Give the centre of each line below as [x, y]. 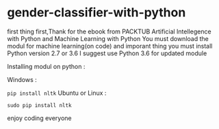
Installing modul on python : [46, 66]
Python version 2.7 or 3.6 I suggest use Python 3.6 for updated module [107, 53]
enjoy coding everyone [39, 118]
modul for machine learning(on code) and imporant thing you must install [110, 46]
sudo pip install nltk [39, 105]
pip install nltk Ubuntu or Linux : [57, 93]
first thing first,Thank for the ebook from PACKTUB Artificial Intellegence [109, 31]
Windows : [22, 79]
